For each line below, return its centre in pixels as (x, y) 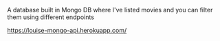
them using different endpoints (51, 17)
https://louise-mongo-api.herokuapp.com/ (67, 30)
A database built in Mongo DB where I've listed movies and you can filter (110, 10)
